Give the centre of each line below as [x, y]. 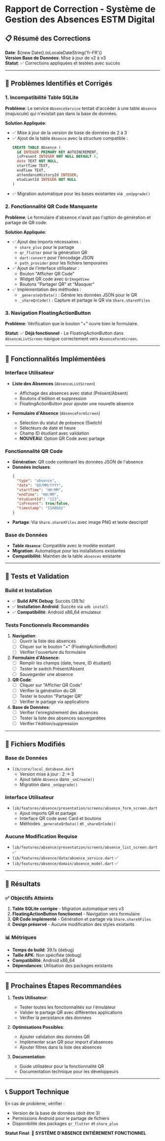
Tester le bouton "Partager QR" [51, 696]
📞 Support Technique [37, 1091]
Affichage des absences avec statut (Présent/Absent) [74, 393]
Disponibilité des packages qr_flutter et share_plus [65, 1124]
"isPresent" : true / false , [43, 503]
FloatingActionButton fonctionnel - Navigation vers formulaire [76, 914]
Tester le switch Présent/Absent [52, 669]
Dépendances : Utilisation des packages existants [62, 966]
